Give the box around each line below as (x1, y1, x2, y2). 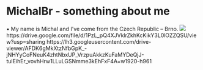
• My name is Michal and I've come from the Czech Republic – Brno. (6, 25, 179, 32)
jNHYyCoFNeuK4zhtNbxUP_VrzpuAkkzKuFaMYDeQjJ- (6, 51, 144, 58)
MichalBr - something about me (6, 4, 170, 18)
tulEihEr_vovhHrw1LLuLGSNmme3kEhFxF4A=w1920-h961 (6, 57, 152, 65)
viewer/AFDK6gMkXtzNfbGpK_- (6, 44, 87, 52)
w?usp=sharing (6, 38, 46, 45)
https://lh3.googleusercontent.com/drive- (46, 38, 152, 45)
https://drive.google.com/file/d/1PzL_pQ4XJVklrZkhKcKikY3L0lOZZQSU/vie (6, 32, 197, 39)
